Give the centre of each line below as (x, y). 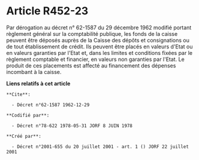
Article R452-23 (47, 11)
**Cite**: (19, 94)
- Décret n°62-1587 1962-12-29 (51, 105)
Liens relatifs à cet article (38, 83)
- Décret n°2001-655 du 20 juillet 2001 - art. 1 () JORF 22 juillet (100, 147)
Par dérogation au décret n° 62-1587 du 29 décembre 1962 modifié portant (99, 27)
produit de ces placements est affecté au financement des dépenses (91, 65)
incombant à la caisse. (34, 72)
